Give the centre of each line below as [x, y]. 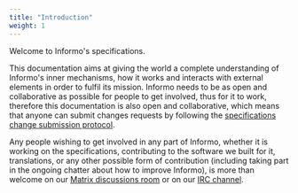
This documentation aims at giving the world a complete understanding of [144, 68]
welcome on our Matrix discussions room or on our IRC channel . [126, 179]
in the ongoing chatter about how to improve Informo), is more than [132, 170]
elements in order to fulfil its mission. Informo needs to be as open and [138, 87]
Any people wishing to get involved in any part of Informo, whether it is [139, 142]
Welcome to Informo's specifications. [77, 50]
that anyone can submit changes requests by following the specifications [143, 115]
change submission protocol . [62, 124]
